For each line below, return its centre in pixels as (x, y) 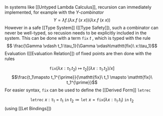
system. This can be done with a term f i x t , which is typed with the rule (78, 38)
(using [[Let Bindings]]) (28, 108)
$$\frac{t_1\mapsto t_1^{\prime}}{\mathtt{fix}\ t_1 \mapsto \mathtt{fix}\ (82, 77)
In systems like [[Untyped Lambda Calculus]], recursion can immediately (78, 7)
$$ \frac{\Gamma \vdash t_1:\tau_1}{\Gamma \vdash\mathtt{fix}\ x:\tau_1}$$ (82, 46)
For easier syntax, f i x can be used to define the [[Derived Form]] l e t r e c (78, 90)
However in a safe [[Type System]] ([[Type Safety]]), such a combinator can (81, 28)
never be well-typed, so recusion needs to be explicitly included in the (76, 33)
